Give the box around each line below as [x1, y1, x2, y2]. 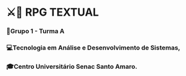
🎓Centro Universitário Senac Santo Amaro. [6, 62, 138, 71]
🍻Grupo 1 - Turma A [6, 27, 65, 36]
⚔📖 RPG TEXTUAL [6, 5, 99, 19]
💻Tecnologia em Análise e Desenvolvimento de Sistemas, [6, 43, 181, 52]
